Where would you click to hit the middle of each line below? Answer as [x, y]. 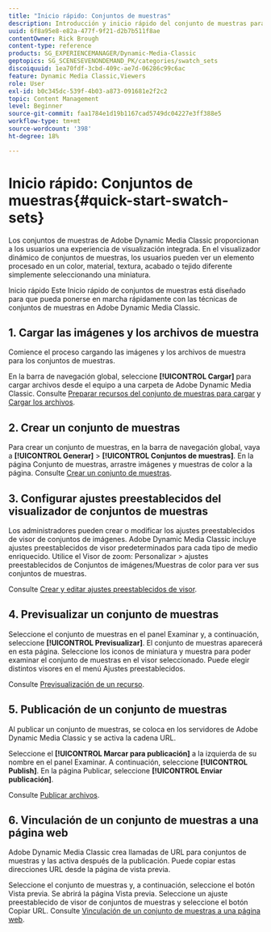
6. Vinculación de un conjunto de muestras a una [134, 821]
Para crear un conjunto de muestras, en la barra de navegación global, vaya [134, 447]
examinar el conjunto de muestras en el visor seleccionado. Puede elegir [129, 659]
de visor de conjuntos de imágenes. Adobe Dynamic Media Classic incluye [132, 539]
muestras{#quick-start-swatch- [119, 200]
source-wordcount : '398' [50, 129]
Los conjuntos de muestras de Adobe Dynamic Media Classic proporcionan [134, 240]
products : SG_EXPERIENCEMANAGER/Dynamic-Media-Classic [102, 53]
